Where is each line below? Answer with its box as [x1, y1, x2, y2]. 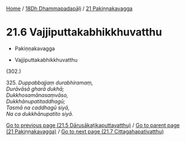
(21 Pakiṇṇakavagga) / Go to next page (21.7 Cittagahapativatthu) [6, 127, 164, 135]
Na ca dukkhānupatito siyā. [6, 110, 74, 117]
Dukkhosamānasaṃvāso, [6, 91, 69, 99]
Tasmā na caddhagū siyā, [6, 104, 70, 111]
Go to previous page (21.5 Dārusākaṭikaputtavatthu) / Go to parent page [6, 122, 180, 129]
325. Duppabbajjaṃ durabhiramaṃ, [6, 79, 94, 86]
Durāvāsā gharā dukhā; [6, 85, 65, 92]
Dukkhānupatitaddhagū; [6, 98, 66, 105]
